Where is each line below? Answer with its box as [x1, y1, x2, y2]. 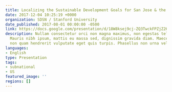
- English [5, 50, 27, 55]
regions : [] [5, 79, 31, 84]
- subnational [5, 64, 36, 70]
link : [5, 27, 17, 32]
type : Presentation [5, 55, 47, 60]
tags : [5, 60, 17, 65]
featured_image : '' [5, 74, 47, 79]
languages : [5, 45, 29, 51]
